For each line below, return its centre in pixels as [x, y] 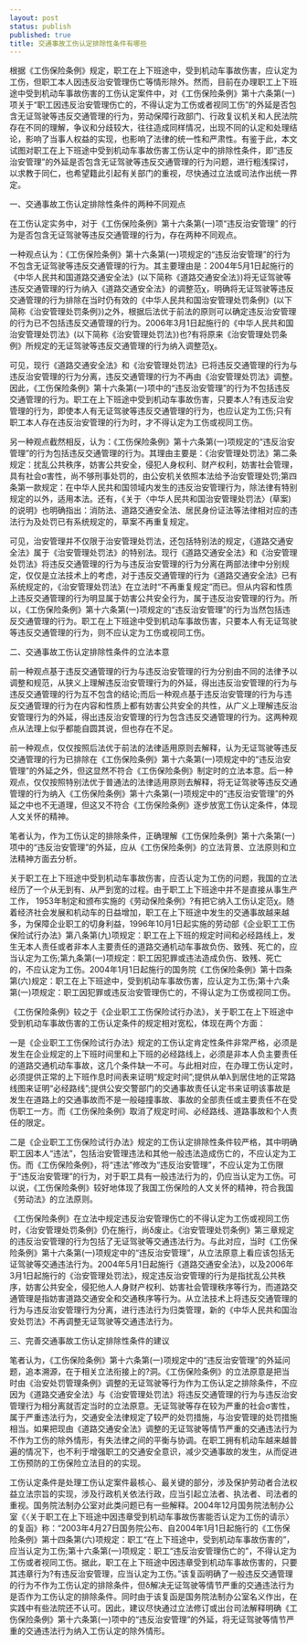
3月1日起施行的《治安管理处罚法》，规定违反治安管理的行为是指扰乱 [136, 1276]
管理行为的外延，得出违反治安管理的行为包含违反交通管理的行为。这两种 [153, 717]
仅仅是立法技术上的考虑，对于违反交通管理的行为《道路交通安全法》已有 [161, 576]
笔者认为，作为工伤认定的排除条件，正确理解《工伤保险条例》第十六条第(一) [153, 836]
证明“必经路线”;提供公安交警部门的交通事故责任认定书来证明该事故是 [162, 1088]
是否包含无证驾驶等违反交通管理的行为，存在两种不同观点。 [129, 235]
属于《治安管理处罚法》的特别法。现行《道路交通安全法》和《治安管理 [165, 553]
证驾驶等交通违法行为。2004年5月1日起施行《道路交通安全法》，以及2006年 [152, 1264]
